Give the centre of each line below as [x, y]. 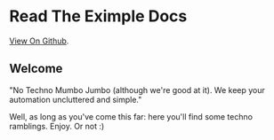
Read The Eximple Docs [98, 16]
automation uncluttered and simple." [76, 99]
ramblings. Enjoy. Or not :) [57, 126]
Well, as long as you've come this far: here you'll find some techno [131, 116]
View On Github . [39, 41]
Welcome [36, 69]
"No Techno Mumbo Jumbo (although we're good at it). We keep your [137, 89]
